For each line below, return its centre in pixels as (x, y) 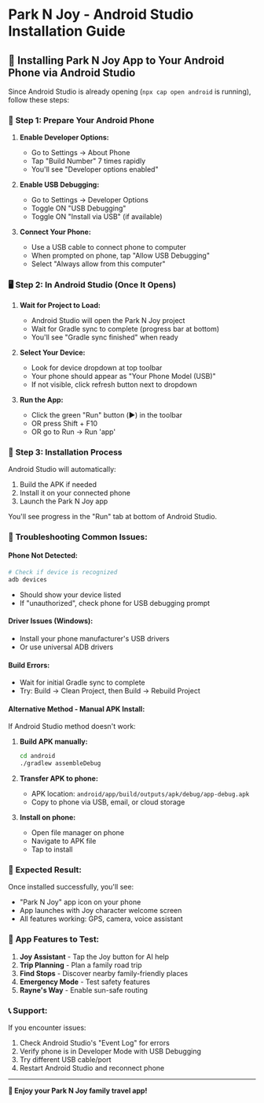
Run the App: (42, 399)
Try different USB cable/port (65, 1060)
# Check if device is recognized (63, 573)
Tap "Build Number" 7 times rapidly (88, 161)
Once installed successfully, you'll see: (71, 887)
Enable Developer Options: (64, 137)
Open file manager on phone (77, 833)
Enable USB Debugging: (59, 185)
